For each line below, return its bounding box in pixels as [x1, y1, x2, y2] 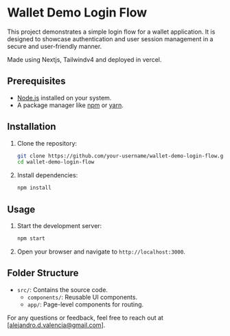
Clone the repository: [16, 139, 78, 147]
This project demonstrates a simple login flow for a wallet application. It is [7, 27, 216, 36]
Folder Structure [7, 267, 79, 279]
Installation [7, 121, 56, 133]
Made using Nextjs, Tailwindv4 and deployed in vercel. [7, 55, 162, 63]
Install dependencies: [16, 171, 78, 179]
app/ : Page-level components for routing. [27, 300, 144, 309]
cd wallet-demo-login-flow [16, 159, 95, 166]
